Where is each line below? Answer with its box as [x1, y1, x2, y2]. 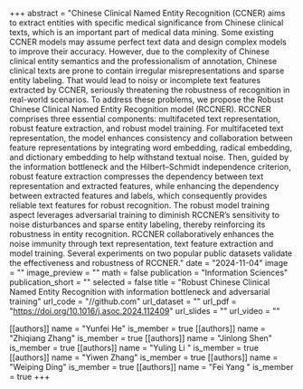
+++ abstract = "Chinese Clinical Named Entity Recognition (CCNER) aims [9, 8, 286, 18]
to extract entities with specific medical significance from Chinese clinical [9, 17, 284, 28]
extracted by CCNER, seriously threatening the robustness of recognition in [9, 85, 290, 95]
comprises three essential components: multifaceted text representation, [9, 113, 280, 124]
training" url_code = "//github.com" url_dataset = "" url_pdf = [9, 296, 237, 307]
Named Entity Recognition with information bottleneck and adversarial [9, 287, 270, 297]
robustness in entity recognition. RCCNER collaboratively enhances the [9, 229, 274, 239]
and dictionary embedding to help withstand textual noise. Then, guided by [9, 152, 289, 162]
